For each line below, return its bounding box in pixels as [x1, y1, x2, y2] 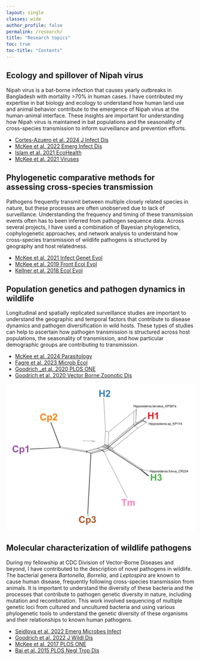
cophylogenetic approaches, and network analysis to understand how [6, 229, 178, 237]
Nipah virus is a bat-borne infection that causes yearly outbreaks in [6, 86, 172, 93]
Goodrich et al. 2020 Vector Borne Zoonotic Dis [14, 372, 133, 379]
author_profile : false [6, 22, 63, 28]
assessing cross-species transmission [6, 182, 153, 192]
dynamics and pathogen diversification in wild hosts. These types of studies [6, 322, 194, 329]
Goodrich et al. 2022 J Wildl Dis [14, 634, 94, 641]
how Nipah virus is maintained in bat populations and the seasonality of [6, 118, 182, 125]
